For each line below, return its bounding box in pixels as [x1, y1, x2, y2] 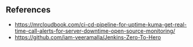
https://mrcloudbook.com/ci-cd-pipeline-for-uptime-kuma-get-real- [14, 20, 187, 28]
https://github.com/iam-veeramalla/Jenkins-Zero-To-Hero [14, 33, 161, 41]
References [6, 5, 51, 15]
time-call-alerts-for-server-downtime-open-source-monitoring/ [14, 27, 175, 34]
